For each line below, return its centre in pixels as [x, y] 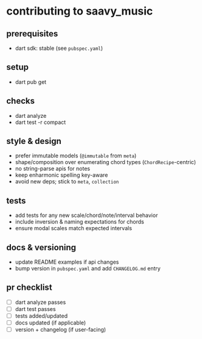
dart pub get [31, 82]
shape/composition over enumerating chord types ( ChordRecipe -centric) [106, 162]
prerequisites [32, 34]
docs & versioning [41, 247]
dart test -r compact [40, 122]
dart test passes [35, 309]
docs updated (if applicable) [50, 323]
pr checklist [30, 288]
